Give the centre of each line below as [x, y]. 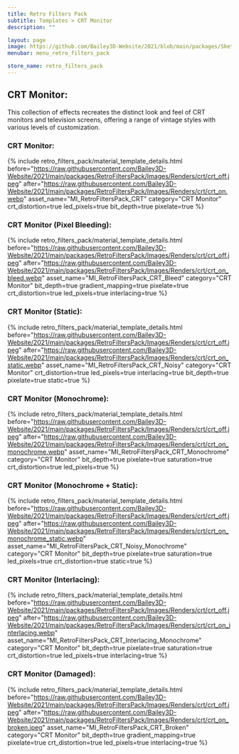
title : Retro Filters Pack [47, 14]
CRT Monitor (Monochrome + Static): [73, 485]
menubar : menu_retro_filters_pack [59, 53]
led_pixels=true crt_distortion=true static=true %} [80, 561]
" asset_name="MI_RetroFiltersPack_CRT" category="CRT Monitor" [123, 198]
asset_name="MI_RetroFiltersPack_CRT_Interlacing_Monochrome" [105, 640]
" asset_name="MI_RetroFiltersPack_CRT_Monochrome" [147, 452]
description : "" [31, 27]
